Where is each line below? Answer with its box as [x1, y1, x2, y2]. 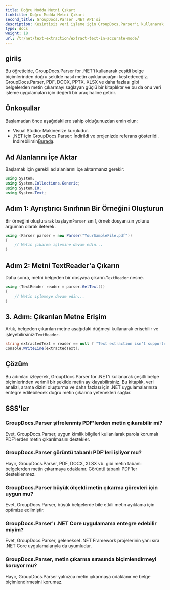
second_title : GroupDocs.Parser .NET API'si [5, 17, 101, 22]
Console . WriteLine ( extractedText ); [5, 346, 80, 351]
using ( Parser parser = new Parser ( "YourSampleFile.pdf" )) [5, 233, 133, 238]
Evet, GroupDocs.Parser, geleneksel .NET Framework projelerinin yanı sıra [5, 538, 160, 544]
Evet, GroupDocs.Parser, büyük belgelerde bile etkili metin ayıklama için [5, 502, 155, 508]
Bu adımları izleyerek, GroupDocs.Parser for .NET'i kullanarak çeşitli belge [5, 373, 159, 379]
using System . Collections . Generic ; [5, 181, 80, 186]
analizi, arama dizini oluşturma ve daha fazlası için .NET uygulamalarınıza [5, 384, 158, 390]
